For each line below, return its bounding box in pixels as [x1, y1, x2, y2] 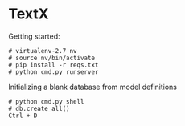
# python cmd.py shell [8, 97, 84, 105]
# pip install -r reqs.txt [8, 61, 99, 69]
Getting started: [8, 31, 60, 41]
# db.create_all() [8, 104, 70, 112]
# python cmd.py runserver [8, 67, 99, 76]
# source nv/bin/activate [8, 54, 95, 62]
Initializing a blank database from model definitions [8, 82, 178, 91]
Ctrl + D [8, 112, 38, 120]
